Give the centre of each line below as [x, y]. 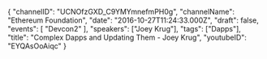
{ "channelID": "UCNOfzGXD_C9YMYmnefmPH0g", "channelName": [121, 12]
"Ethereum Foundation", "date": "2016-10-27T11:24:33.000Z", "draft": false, [133, 20]
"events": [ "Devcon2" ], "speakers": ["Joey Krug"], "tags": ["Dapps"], [124, 29]
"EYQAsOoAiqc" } [37, 46]
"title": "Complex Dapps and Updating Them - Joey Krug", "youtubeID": [127, 37]
